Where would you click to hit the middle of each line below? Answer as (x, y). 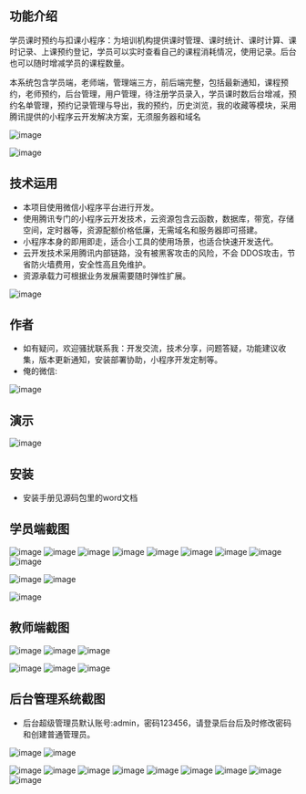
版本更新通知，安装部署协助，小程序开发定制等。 (131, 360)
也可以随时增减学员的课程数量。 (69, 63)
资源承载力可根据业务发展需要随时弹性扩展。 (107, 276)
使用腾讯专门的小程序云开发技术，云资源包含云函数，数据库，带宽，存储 (158, 218)
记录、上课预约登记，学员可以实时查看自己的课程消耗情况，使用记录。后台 (157, 51)
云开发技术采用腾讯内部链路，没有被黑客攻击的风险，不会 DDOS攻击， (155, 253)
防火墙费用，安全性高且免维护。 (91, 264)
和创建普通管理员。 (59, 734)
